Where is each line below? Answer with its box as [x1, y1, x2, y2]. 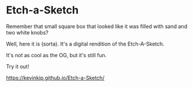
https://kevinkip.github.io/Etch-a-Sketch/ [6, 74, 105, 81]
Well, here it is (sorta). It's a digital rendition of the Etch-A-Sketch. [6, 40, 165, 47]
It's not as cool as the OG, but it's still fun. [6, 51, 107, 58]
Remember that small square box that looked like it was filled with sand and [6, 23, 188, 30]
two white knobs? [6, 29, 49, 36]
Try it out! [6, 62, 29, 70]
